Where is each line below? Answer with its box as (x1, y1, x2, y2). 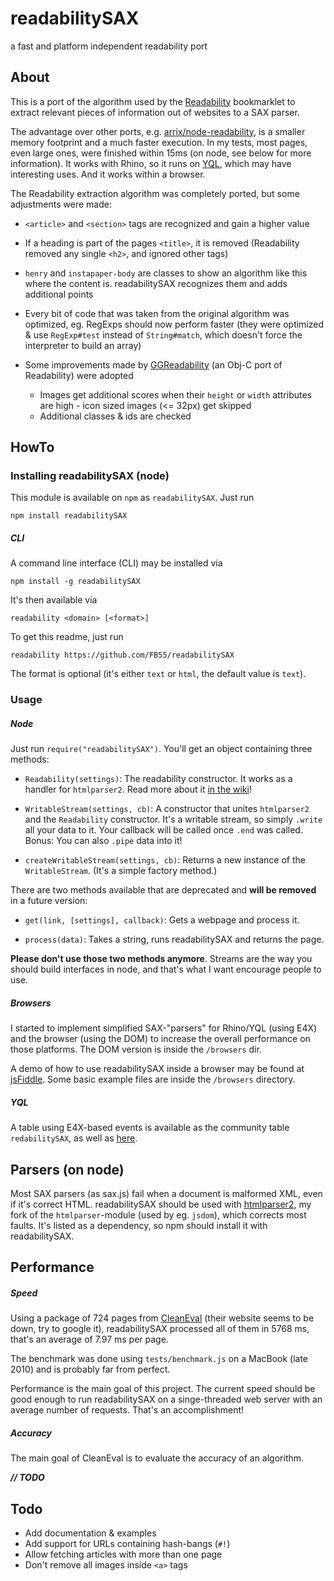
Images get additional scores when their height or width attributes (39, 388, 312, 401)
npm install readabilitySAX (10, 511, 128, 521)
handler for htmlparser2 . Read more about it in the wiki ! (24, 783, 252, 796)
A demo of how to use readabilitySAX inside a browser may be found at (10, 1063, 305, 1075)
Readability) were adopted (24, 369, 134, 381)
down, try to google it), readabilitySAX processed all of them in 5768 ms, (10, 1323, 310, 1335)
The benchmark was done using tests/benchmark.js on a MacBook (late (10, 1353, 309, 1365)
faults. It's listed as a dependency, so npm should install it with (10, 1220, 268, 1232)
